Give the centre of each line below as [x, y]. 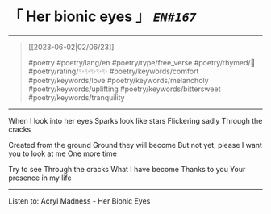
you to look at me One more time [63, 153]
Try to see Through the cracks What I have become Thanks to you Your [127, 169]
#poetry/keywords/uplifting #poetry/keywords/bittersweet [124, 89]
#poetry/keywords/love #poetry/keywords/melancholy [118, 80]
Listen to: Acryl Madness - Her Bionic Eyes [79, 201]
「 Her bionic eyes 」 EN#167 [102, 17]
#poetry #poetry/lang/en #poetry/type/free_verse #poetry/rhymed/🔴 [142, 62]
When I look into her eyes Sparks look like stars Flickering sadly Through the [135, 120]
